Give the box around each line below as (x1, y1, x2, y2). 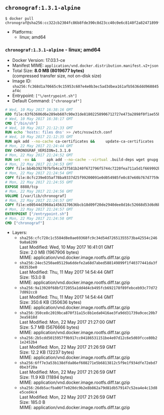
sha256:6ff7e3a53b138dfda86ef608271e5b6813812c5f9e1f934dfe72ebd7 (19, 360, 158, 365)
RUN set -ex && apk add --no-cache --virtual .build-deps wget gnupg (5, 157, 159, 162)
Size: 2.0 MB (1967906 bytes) (19, 249, 79, 255)
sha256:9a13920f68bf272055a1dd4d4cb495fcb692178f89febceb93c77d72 (19, 285, 158, 290)
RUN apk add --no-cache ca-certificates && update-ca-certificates (5, 139, 154, 144)
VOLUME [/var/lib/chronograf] (5, 193, 67, 198)
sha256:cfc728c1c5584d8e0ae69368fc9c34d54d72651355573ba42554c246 (19, 236, 158, 240)
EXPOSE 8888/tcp (5, 184, 38, 189)
